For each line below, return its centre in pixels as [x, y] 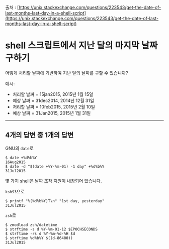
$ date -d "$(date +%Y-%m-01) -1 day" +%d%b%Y [55, 166]
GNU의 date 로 [19, 148]
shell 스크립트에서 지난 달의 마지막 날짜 [81, 45]
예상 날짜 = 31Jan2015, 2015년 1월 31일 [52, 113]
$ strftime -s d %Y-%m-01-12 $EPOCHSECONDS [52, 229]
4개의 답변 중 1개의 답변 [39, 135]
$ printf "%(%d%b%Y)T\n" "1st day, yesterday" [55, 201]
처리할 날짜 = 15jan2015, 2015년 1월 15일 [53, 94]
